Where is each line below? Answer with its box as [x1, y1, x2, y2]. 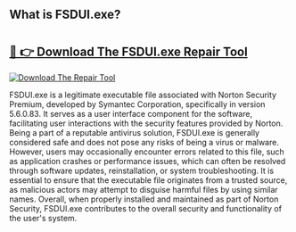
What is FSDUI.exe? [9, 7, 121, 22]
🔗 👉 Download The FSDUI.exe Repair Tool [9, 44, 248, 59]
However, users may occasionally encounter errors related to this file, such [9, 146, 285, 157]
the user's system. [9, 213, 78, 223]
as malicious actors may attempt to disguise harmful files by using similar [9, 185, 278, 195]
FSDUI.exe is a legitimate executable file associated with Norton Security [9, 89, 277, 100]
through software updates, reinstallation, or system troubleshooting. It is [9, 165, 275, 176]
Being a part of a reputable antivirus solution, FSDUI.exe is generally [9, 128, 260, 137]
